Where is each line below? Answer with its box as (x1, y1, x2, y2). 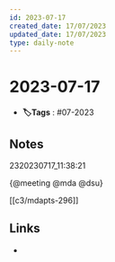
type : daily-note (9, 38, 75, 48)
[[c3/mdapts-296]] (9, 195, 79, 205)
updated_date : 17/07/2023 (9, 30, 106, 39)
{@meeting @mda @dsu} (9, 178, 103, 188)
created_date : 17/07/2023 (9, 22, 106, 31)
